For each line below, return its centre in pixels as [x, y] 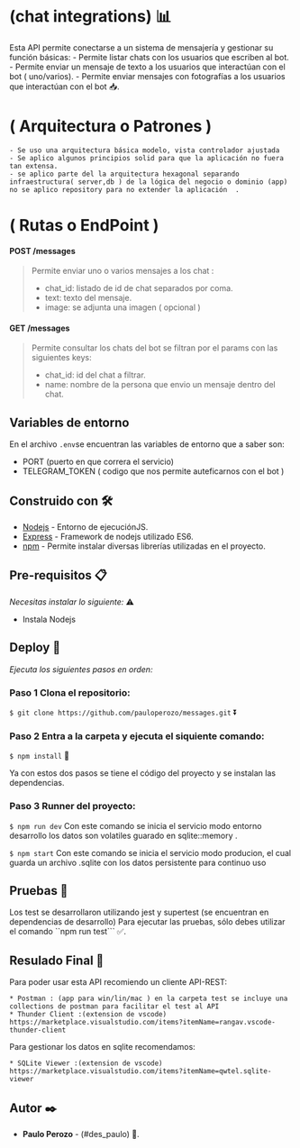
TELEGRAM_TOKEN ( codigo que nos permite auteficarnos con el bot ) [153, 471]
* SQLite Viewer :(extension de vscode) [86, 1063]
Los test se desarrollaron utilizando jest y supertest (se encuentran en [139, 912]
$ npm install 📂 [40, 756]
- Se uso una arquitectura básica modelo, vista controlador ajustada [145, 150]
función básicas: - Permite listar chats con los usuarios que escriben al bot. [150, 57]
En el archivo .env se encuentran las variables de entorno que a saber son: [147, 444]
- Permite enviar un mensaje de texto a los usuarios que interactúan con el [147, 67]
